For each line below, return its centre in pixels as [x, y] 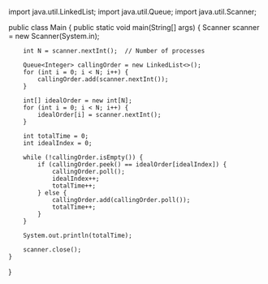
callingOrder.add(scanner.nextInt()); [103, 80]
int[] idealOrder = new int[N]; [78, 101]
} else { [52, 193]
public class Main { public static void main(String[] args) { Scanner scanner [134, 27]
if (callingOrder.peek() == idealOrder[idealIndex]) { [132, 165]
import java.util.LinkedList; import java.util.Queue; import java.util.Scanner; [133, 12]
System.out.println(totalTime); [78, 235]
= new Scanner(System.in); [54, 36]
